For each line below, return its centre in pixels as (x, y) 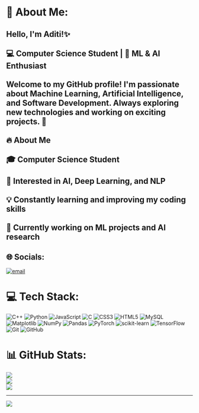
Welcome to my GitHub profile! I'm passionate (93, 84)
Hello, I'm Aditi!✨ (38, 34)
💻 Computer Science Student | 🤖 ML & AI (83, 53)
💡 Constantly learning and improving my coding (96, 200)
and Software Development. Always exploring (92, 103)
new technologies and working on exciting (86, 112)
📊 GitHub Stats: (46, 355)
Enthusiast (26, 66)
